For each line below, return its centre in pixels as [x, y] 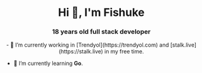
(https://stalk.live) [81, 52]
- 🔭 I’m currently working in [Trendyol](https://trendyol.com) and [88, 45]
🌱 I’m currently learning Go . [48, 63]
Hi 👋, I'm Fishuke [101, 13]
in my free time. [124, 52]
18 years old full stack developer [101, 32]
